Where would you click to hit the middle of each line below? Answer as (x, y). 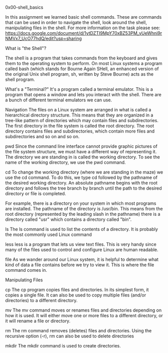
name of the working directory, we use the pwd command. (66, 162)
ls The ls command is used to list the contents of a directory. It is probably (81, 229)
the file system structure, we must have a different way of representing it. (81, 152)
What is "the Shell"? (26, 48)
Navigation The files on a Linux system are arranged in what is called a (78, 110)
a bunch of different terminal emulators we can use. (59, 100)
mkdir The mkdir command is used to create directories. (63, 346)
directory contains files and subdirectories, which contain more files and (80, 131)
